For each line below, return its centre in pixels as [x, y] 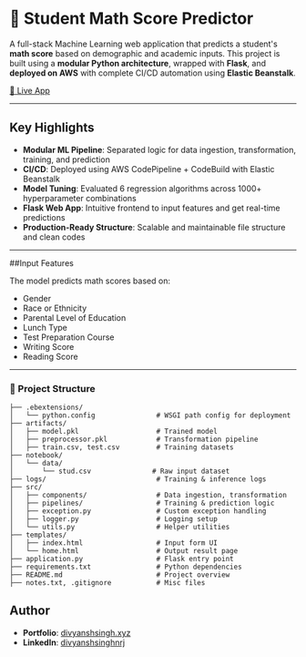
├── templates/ [38, 535]
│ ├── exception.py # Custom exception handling [138, 511]
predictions [44, 217]
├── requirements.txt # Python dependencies [126, 567]
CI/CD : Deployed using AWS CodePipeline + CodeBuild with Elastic [148, 169]
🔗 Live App [30, 90]
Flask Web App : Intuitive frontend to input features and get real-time [151, 208]
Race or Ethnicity [55, 308]
